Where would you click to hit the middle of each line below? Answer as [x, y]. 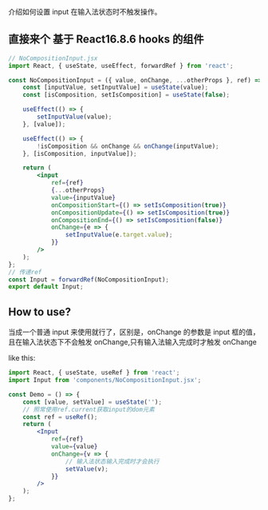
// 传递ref [25, 272]
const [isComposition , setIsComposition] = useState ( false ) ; [126, 95]
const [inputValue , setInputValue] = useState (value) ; [116, 88]
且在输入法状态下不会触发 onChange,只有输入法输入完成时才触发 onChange [133, 342]
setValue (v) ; [87, 469]
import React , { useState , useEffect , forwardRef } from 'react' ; [121, 66]
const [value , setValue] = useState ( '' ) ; [92, 402]
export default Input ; [46, 287]
